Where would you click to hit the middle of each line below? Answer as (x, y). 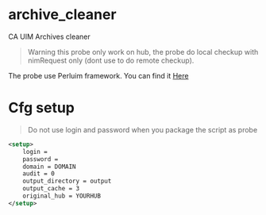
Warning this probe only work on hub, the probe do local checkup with (143, 52)
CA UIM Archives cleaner (50, 36)
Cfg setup (42, 108)
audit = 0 (39, 174)
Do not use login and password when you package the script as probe (143, 129)
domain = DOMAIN (50, 167)
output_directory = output (67, 181)
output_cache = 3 (51, 189)
